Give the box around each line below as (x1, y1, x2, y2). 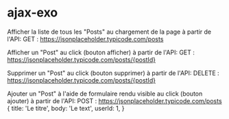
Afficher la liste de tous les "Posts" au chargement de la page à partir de (7, 28, 211, 36)
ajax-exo (7, 5, 58, 21)
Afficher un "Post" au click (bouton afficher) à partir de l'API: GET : (7, 48, 195, 56)
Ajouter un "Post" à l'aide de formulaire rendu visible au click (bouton (7, 89, 203, 98)
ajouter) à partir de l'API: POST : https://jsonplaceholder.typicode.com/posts (7, 96, 222, 105)
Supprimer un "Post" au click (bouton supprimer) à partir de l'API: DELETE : (7, 69, 219, 77)
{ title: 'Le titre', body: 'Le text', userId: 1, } (7, 104, 125, 112)
